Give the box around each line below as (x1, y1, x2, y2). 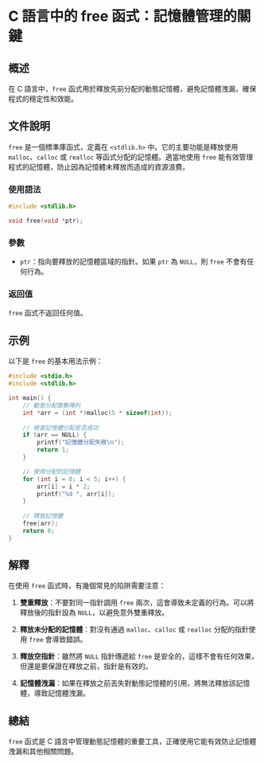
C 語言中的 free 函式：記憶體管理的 (8, 7, 237, 25)
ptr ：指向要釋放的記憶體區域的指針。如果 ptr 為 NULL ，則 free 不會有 (19, 256, 247, 267)
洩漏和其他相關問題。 (8, 746, 78, 757)
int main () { (8, 394, 52, 402)
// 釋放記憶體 (22, 512, 64, 520)
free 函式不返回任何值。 (8, 308, 87, 318)
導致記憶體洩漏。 (33, 688, 90, 698)
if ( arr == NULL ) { (22, 431, 87, 439)
